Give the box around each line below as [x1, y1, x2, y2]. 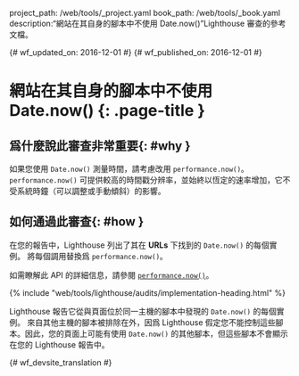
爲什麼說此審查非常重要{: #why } [9, 138, 191, 153]
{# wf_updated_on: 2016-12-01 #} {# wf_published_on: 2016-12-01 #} [9, 47, 263, 57]
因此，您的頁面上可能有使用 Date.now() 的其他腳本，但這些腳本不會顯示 [24, 328, 288, 339]
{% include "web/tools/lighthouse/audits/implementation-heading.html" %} [9, 287, 287, 298]
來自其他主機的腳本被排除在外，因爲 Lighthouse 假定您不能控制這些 [26, 316, 277, 328]
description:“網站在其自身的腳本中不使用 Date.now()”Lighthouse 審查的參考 [9, 18, 287, 29]
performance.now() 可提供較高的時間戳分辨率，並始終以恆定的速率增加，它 [9, 175, 283, 185]
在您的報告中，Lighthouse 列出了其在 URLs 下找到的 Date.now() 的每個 [9, 240, 270, 250]
